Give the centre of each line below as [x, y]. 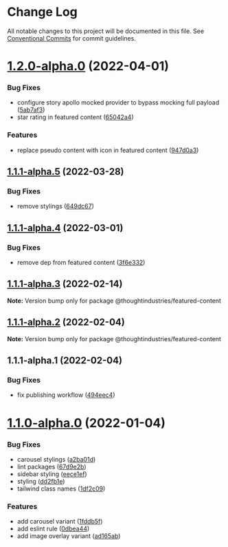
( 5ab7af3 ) [31, 110]
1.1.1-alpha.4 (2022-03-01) [65, 228]
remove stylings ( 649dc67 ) [56, 206]
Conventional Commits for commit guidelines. [71, 38]
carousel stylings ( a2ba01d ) [56, 459]
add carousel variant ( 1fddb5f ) [60, 522]
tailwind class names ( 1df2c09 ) [61, 489]
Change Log [42, 12]
